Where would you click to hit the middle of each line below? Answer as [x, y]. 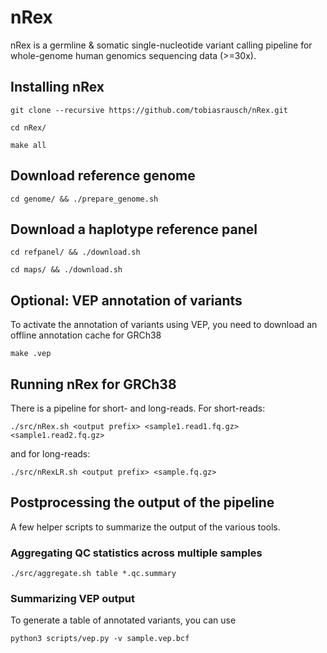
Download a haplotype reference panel [134, 229]
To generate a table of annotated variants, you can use [123, 620]
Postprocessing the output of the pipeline [142, 502]
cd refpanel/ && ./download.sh [75, 252]
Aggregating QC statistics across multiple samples [136, 553]
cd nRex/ [28, 127]
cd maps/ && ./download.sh [66, 270]
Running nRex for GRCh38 [93, 384]
